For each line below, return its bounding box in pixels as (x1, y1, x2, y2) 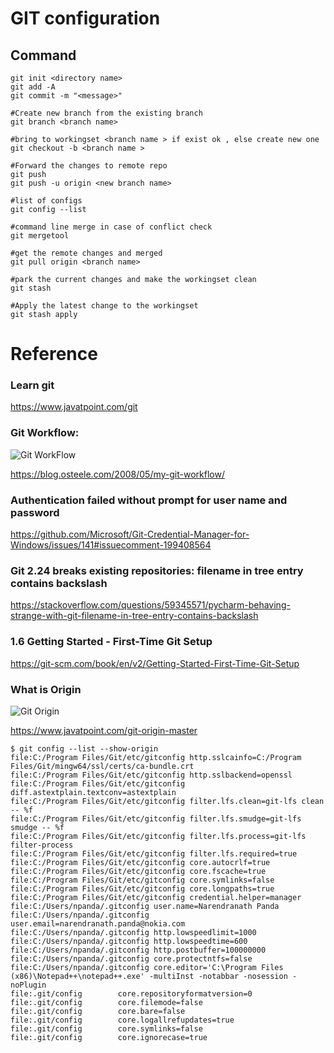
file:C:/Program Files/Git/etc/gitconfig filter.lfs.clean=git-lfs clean (10, 796, 325, 806)
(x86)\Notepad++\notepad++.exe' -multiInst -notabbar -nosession (10, 971, 288, 981)
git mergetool (10, 231, 70, 241)
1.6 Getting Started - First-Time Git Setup (10, 635, 213, 649)
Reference (10, 343, 98, 366)
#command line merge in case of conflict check (10, 222, 213, 232)
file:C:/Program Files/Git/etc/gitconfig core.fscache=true (10, 866, 267, 876)
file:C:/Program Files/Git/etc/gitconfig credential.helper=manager (10, 892, 302, 902)
